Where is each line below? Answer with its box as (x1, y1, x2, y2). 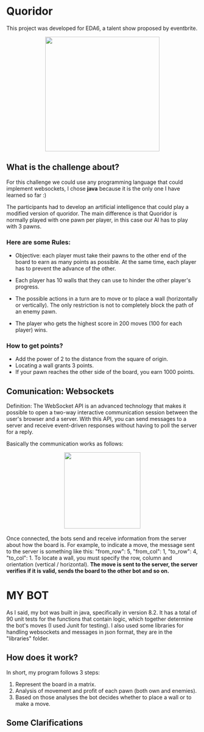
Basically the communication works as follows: (6, 440, 124, 447)
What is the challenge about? (6, 162, 120, 172)
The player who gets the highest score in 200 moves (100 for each (15, 320, 183, 328)
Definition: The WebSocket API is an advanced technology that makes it (6, 402, 186, 410)
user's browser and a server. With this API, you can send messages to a (6, 415, 187, 423)
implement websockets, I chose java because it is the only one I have (6, 185, 181, 192)
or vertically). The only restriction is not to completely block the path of (15, 301, 194, 309)
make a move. (15, 700, 51, 707)
